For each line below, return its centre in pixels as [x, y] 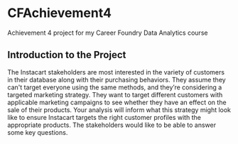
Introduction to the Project [67, 55]
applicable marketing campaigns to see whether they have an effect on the [117, 102]
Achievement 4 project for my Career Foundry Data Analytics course [108, 33]
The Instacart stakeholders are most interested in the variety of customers [116, 72]
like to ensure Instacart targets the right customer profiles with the [104, 117]
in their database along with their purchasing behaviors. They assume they [117, 79]
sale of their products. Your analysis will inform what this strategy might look [119, 110]
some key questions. [38, 132]
